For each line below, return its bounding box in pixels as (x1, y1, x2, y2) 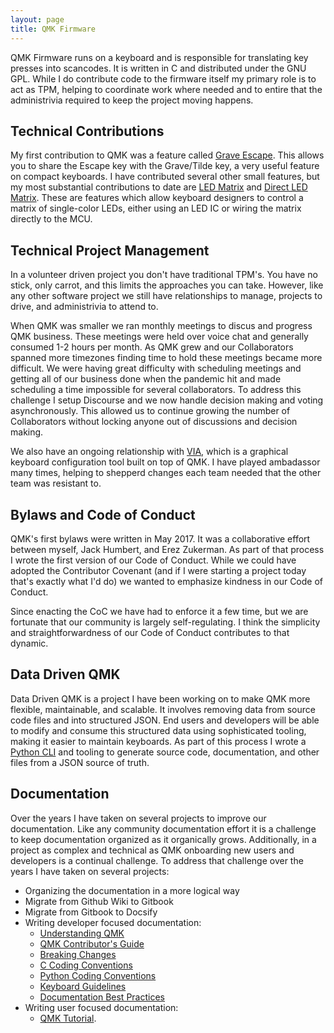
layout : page (10, 14, 65, 25)
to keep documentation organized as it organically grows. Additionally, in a (10, 833, 317, 845)
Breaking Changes (39, 948, 117, 960)
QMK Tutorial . (39, 1012, 97, 1024)
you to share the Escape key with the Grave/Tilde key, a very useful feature (10, 160, 320, 172)
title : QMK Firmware (10, 24, 97, 34)
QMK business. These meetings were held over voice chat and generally (10, 331, 309, 343)
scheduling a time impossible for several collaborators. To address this (10, 384, 302, 396)
